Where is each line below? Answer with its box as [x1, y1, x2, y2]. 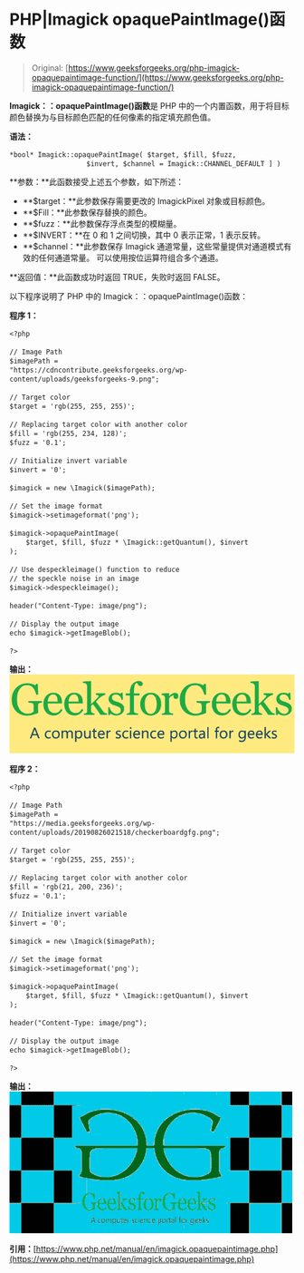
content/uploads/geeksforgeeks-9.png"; [9, 374, 160, 384]
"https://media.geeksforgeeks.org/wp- [9, 819, 156, 828]
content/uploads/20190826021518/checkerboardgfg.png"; [9, 828, 221, 837]
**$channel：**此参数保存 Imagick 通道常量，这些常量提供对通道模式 [22, 240, 284, 251]
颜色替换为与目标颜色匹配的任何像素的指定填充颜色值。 [9, 112, 215, 122]
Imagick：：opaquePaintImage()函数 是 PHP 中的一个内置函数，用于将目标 [9, 100, 290, 111]
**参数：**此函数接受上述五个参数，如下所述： [9, 176, 185, 187]
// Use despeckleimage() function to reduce [9, 565, 180, 574]
